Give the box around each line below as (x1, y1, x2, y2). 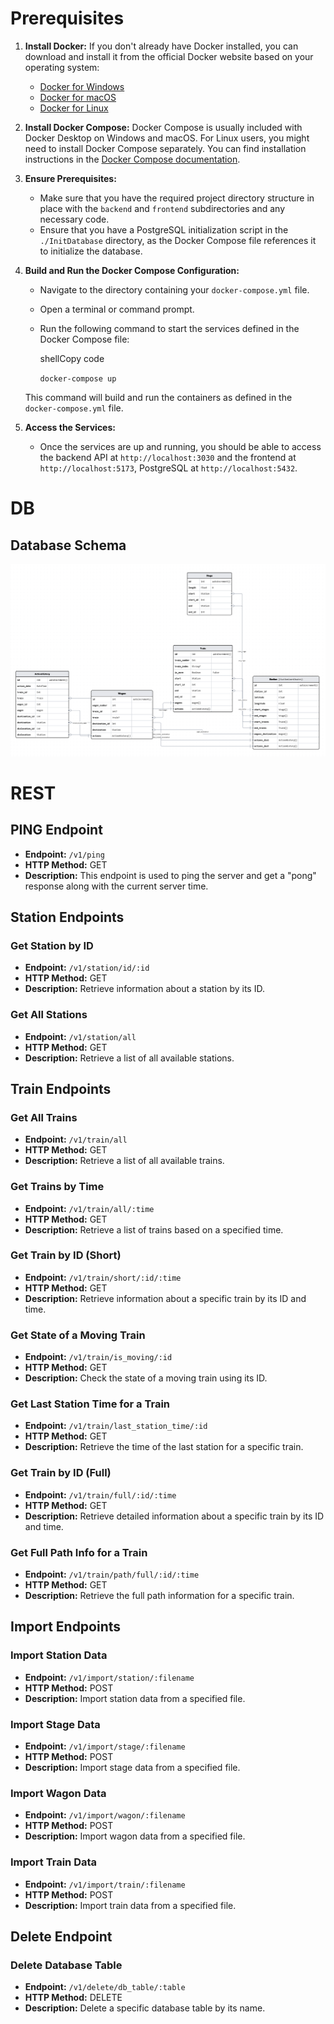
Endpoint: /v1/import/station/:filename (24, 1671, 195, 1683)
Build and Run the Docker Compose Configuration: (24, 264, 240, 276)
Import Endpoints (10, 1618, 122, 1636)
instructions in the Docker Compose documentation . (24, 153, 241, 165)
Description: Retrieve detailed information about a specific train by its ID (24, 1510, 325, 1522)
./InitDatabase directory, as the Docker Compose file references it (39, 234, 317, 246)
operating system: (24, 61, 100, 73)
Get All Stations (10, 1008, 88, 1022)
